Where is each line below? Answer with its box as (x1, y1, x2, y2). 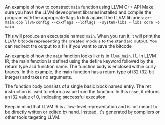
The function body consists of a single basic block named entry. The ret (5, 83, 151, 89)
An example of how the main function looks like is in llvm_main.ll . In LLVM (5, 53, 156, 59)
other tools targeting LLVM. (5, 114, 61, 120)
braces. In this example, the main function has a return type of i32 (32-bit (5, 69, 154, 75)
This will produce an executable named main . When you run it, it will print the (5, 33, 161, 39)
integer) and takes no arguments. (5, 74, 73, 80)
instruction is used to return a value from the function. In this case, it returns (5, 89, 160, 94)
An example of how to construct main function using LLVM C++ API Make (5, 4, 154, 10)
